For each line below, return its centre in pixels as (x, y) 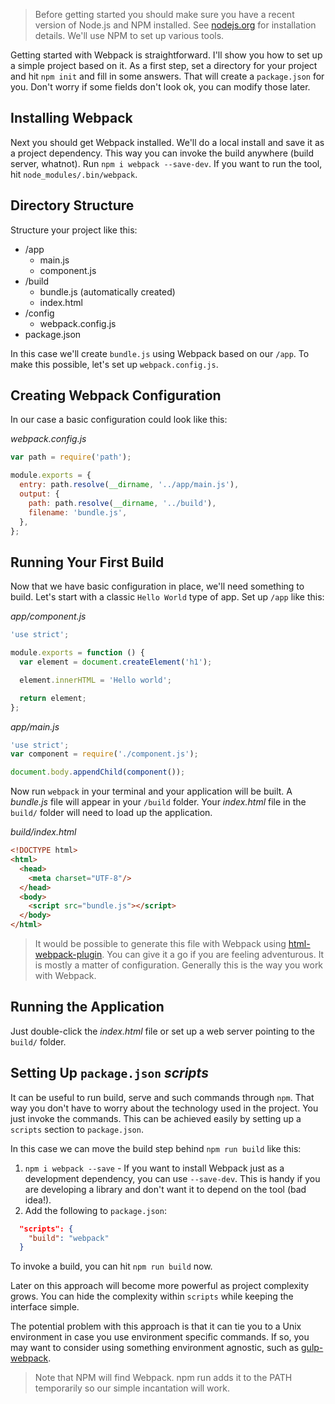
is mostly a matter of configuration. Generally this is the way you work (179, 965)
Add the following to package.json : (95, 1210)
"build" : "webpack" (69, 1238)
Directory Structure (72, 205)
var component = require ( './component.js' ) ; (104, 754)
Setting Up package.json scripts (109, 1073)
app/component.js (48, 616)
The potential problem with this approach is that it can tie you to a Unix (156, 1326)
